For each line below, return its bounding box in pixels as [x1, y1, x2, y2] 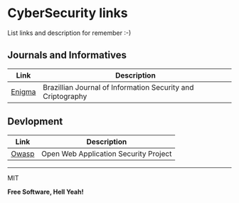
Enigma [11, 87, 36, 97]
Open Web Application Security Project [41, 148, 172, 158]
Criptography [42, 91, 87, 101]
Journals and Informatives [7, 49, 127, 61]
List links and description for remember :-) [7, 28, 132, 37]
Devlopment [7, 115, 63, 127]
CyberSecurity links [7, 5, 128, 21]
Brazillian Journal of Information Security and [42, 82, 194, 92]
